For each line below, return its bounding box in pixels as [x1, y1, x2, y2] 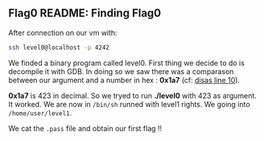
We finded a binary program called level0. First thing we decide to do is [8, 58, 245, 68]
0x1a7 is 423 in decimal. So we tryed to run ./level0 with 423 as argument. [8, 90, 258, 100]
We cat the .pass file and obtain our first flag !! [8, 123, 163, 133]
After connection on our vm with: [8, 27, 118, 37]
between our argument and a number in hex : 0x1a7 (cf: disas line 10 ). [8, 75, 240, 85]
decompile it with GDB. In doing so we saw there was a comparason [8, 66, 234, 76]
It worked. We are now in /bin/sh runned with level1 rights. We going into [8, 99, 251, 109]
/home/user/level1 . [8, 108, 72, 118]
